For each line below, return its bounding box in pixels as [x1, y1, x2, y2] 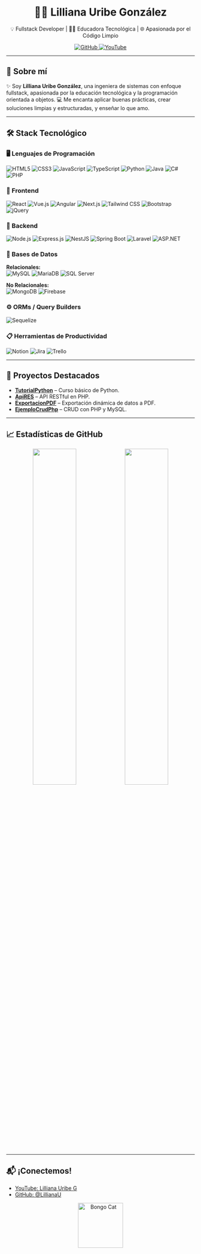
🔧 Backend [6, 221, 38, 230]
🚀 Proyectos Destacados [6, 371, 100, 381]
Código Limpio [83, 32, 118, 39]
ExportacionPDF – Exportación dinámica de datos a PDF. [14, 399, 156, 406]
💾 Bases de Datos [6, 250, 58, 258]
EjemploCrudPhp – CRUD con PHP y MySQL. [14, 405, 127, 412]
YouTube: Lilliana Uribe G [14, 1185, 77, 1192]
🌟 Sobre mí [6, 66, 47, 77]
